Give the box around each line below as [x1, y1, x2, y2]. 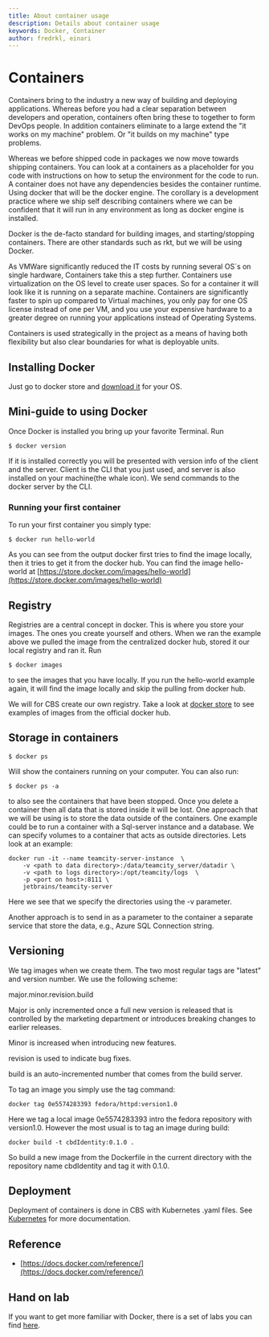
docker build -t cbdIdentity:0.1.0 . [8, 1138, 135, 1146]
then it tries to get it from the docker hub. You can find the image [8, 558, 223, 568]
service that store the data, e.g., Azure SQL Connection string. [8, 921, 214, 930]
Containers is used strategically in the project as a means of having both [8, 329, 248, 338]
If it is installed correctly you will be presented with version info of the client [8, 456, 259, 465]
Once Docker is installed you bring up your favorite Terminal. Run [8, 426, 224, 436]
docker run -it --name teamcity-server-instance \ [8, 854, 185, 863]
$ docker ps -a [8, 781, 59, 790]
